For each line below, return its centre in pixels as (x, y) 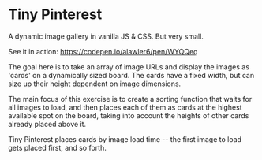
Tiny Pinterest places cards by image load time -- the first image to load (125, 139)
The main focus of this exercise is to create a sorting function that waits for (130, 99)
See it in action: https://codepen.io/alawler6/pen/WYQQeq (103, 51)
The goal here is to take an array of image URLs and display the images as (129, 67)
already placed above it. (47, 124)
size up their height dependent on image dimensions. (95, 84)
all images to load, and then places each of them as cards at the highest (125, 107)
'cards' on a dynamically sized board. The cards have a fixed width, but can (131, 75)
